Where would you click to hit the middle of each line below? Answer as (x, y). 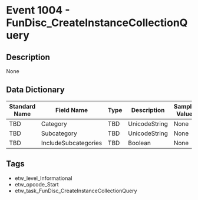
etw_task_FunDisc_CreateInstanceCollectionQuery (76, 191)
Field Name (72, 110)
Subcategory (59, 133)
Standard (22, 106)
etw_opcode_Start (37, 184)
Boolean (139, 143)
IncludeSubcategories (72, 143)
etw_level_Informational (43, 178)
